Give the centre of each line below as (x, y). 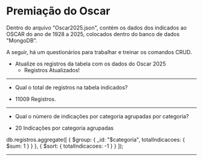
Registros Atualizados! (52, 70)
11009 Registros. (35, 99)
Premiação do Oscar (58, 11)
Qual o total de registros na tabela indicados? (71, 87)
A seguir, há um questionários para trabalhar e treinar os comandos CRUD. (99, 52)
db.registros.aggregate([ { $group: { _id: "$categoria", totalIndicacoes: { (96, 139)
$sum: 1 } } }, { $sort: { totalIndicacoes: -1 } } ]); (65, 146)
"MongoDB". (22, 40)
